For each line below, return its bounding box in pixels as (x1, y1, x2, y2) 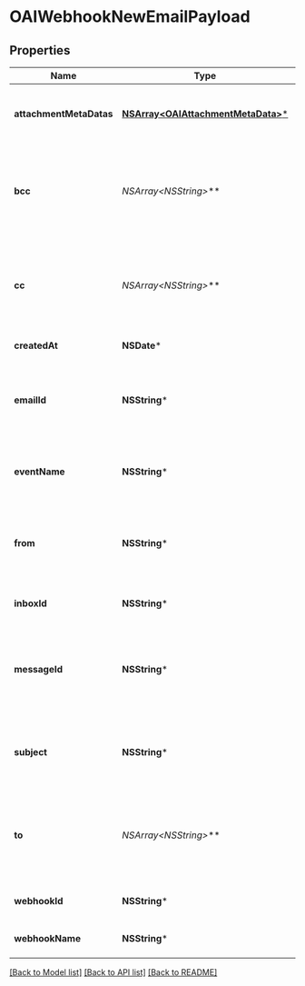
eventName (14, 465, 65, 478)
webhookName (14, 932, 82, 944)
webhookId (14, 895, 64, 907)
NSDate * (122, 339, 162, 352)
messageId (14, 663, 64, 675)
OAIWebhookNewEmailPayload (9, 6, 251, 27)
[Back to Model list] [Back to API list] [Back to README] (9, 967, 218, 978)
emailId (14, 393, 47, 406)
